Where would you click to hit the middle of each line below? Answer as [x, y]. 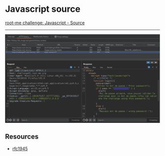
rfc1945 [20, 149]
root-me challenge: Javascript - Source [45, 23]
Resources [22, 137]
